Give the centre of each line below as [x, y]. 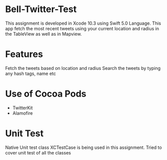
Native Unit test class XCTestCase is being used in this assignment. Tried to [83, 147]
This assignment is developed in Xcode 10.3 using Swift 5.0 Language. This [83, 23]
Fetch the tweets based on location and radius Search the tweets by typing [83, 68]
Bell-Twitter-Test [41, 9]
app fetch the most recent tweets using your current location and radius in [82, 28]
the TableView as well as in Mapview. [44, 34]
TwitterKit [23, 108]
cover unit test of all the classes [38, 152]
